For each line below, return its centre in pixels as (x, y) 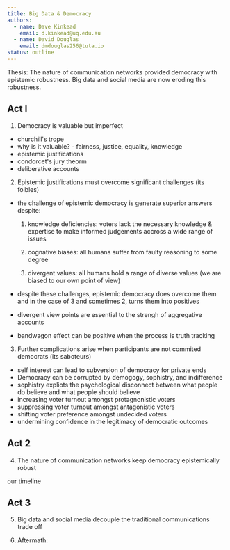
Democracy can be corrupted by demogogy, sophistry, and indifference (120, 377)
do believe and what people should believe (79, 392)
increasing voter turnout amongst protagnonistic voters (96, 399)
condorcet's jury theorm (52, 161)
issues (37, 238)
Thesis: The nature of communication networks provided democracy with (112, 72)
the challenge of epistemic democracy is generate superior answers (115, 203)
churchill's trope (41, 139)
